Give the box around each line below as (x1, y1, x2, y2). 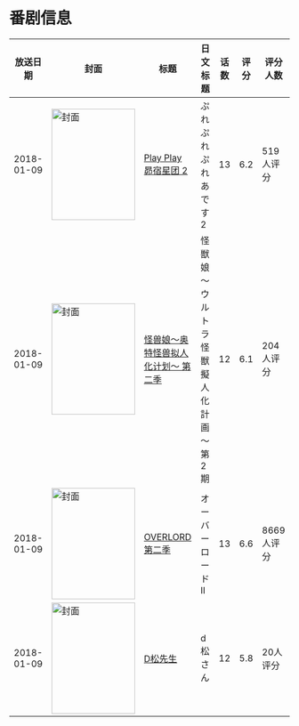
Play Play (143, 151, 182, 164)
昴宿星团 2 (143, 164, 189, 176)
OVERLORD (143, 530, 192, 543)
